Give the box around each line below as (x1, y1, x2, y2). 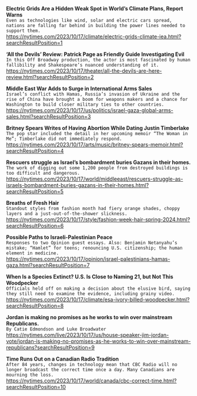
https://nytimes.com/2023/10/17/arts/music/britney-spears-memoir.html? (6, 141, 183, 148)
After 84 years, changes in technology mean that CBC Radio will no (6, 362, 178, 368)
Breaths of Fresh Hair (6, 199, 59, 206)
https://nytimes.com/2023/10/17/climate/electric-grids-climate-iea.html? (6, 33, 182, 40)
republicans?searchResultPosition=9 (6, 344, 95, 351)
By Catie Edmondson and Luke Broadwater (6, 326, 107, 332)
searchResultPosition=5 (6, 188, 64, 195)
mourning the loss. (6, 372, 54, 378)
